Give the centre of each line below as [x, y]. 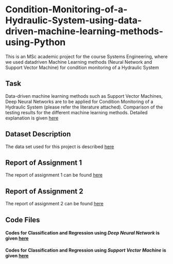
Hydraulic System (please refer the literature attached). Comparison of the [84, 107]
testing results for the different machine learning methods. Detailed [76, 112]
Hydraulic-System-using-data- [74, 20]
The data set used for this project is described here [60, 146]
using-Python [36, 42]
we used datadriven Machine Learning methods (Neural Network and [79, 62]
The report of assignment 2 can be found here [55, 204]
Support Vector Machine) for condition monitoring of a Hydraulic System [82, 67]
